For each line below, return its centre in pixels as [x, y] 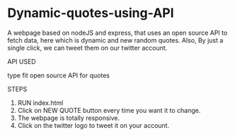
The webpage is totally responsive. [69, 118]
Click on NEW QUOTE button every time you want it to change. [109, 110]
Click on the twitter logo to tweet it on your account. [93, 125]
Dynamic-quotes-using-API [91, 13]
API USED [22, 61]
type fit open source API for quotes [58, 75]
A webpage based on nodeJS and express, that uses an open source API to [117, 33]
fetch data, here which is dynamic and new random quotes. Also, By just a [115, 40]
